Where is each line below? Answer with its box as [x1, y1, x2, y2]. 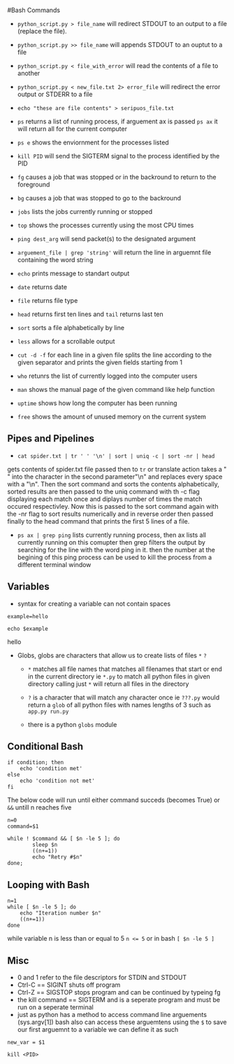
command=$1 [7, 823, 39, 830]
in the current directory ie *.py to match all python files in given [27, 672, 211, 681]
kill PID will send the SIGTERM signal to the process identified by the [17, 152, 220, 160]
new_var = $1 [7, 1039, 45, 1046]
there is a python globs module [27, 720, 117, 728]
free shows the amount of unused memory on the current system [17, 413, 207, 421]
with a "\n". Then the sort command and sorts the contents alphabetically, [7, 479, 220, 488]
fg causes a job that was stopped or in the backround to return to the [17, 173, 217, 181]
